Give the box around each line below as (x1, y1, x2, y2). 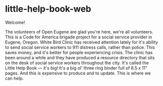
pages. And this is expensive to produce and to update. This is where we (5, 70, 151, 76)
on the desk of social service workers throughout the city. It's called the (5, 60, 149, 66)
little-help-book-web (5, 3, 91, 15)
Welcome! (5, 19, 25, 25)
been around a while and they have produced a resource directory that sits (5, 54, 155, 60)
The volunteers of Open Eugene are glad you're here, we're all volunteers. (5, 29, 153, 34)
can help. (5, 75, 24, 81)
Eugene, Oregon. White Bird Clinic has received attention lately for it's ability (5, 39, 158, 45)
